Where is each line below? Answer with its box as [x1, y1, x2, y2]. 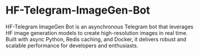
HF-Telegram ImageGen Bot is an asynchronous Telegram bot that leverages [5, 23, 194, 30]
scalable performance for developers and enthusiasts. [5, 42, 138, 49]
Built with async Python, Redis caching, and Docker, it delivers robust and [5, 35, 186, 43]
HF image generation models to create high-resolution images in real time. [5, 29, 188, 36]
